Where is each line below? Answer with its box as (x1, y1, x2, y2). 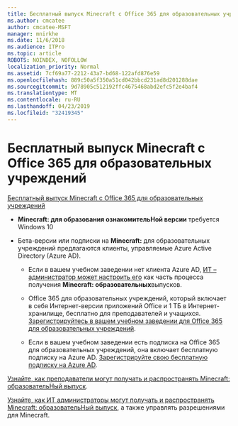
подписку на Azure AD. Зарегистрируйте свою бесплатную (28, 353, 208, 361)
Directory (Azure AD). (17, 251, 81, 260)
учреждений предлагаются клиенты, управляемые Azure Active (17, 244, 212, 252)
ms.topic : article (7, 50, 62, 58)
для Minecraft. (7, 410, 50, 419)
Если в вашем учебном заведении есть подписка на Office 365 (28, 338, 220, 346)
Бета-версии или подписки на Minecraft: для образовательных (17, 236, 210, 245)
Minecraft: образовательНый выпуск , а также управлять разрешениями (7, 403, 225, 412)
